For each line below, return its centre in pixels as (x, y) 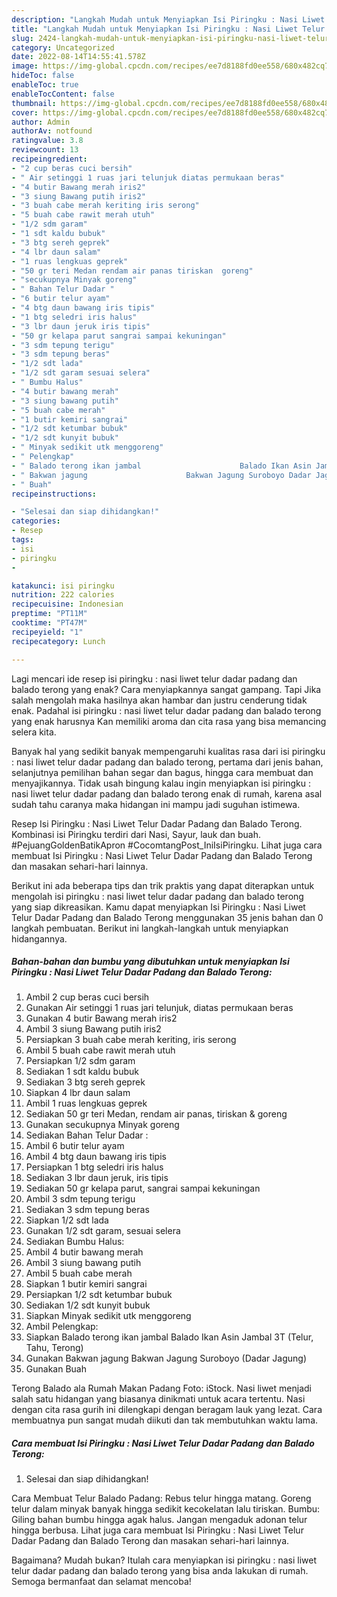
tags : (22, 540)
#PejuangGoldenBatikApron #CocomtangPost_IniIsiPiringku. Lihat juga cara (167, 845)
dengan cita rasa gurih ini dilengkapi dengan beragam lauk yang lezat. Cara (167, 1410)
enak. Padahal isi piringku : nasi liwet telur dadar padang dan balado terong (166, 710)
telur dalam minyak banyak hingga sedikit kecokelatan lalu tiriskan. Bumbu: (166, 1509)
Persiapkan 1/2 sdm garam (80, 1061)
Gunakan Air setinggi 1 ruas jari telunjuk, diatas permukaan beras (159, 1008)
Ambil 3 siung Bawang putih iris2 (93, 1029)
